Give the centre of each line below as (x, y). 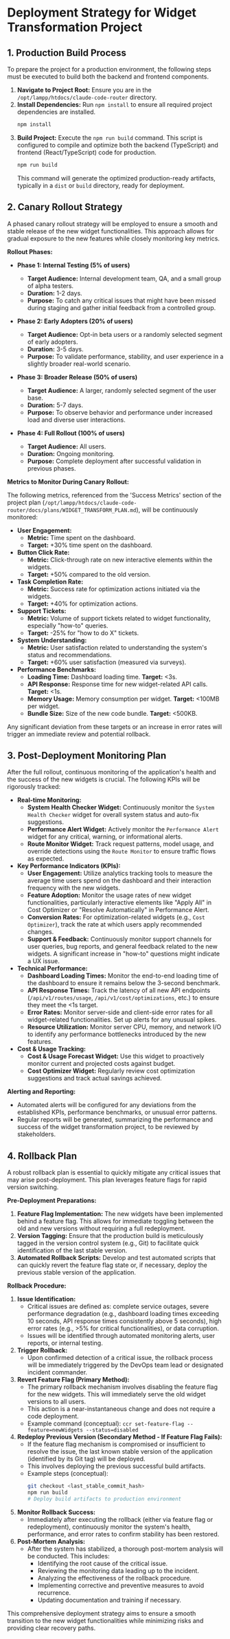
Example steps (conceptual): (68, 1474)
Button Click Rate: (43, 552)
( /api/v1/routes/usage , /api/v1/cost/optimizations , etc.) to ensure (123, 998)
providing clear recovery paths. (51, 1628)
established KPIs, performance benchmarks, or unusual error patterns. (117, 1112)
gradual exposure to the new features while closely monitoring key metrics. (113, 238)
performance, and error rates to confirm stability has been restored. (123, 1534)
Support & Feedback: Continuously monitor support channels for (119, 939)
